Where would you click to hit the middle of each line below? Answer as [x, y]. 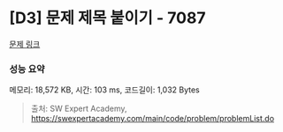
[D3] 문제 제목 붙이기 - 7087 [107, 18]
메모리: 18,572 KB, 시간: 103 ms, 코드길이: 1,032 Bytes [105, 90]
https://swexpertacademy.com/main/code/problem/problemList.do [153, 119]
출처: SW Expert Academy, [79, 109]
